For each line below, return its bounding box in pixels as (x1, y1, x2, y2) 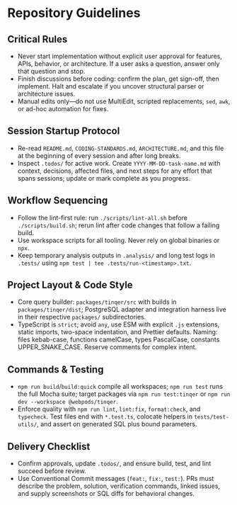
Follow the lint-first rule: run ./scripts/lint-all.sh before (17, 213, 187, 222)
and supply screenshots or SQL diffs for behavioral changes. (17, 489, 195, 498)
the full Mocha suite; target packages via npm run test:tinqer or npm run (17, 390, 231, 398)
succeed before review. (17, 467, 86, 475)
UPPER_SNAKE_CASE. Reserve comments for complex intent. (17, 343, 197, 351)
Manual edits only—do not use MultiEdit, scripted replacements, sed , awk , (17, 97, 231, 106)
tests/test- (194, 414, 229, 421)
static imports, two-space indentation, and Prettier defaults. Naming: (17, 328, 218, 336)
